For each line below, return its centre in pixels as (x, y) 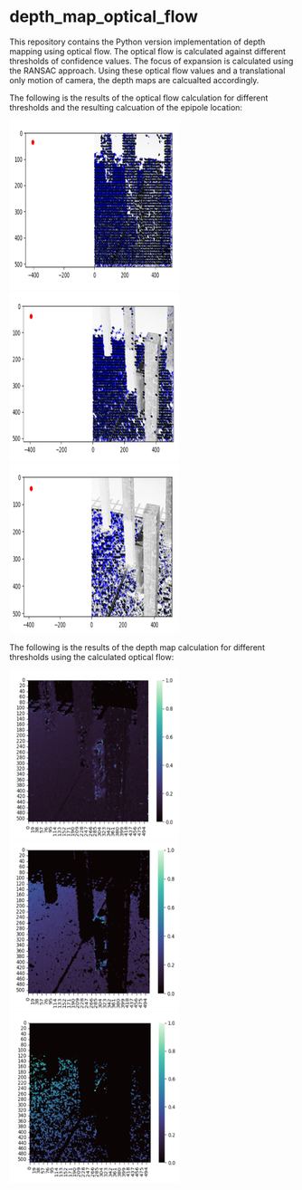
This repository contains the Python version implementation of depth (137, 42)
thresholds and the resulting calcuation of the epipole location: (126, 107)
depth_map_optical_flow (104, 17)
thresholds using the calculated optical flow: (92, 657)
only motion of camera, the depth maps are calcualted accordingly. (134, 80)
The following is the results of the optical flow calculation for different (139, 98)
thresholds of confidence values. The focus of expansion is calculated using (151, 61)
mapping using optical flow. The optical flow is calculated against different (148, 51)
